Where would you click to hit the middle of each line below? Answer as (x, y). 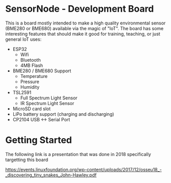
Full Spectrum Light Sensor (49, 98)
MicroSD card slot (32, 109)
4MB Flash (32, 65)
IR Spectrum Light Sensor (47, 103)
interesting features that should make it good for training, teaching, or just (83, 34)
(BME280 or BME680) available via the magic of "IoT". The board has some (84, 28)
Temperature (34, 76)
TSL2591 (22, 92)
